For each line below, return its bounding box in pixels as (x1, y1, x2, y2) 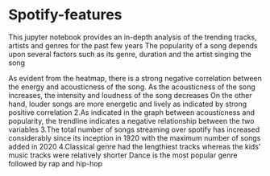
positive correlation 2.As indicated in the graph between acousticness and (8, 107, 255, 117)
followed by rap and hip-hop (8, 158, 103, 168)
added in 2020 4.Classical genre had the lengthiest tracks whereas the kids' (8, 141, 261, 151)
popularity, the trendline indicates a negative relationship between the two (8, 116, 255, 125)
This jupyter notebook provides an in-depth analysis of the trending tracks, (8, 32, 257, 42)
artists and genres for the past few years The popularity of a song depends (8, 40, 258, 50)
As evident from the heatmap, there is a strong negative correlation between (8, 73, 262, 83)
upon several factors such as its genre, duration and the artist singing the (8, 49, 251, 59)
